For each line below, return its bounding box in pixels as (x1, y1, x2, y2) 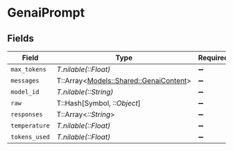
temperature (10, 122, 51, 130)
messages (10, 77, 40, 85)
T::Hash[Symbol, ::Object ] (56, 98, 141, 108)
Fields (7, 33, 35, 44)
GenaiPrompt (7, 5, 85, 21)
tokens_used (10, 133, 51, 141)
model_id (10, 88, 40, 96)
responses (10, 111, 43, 118)
